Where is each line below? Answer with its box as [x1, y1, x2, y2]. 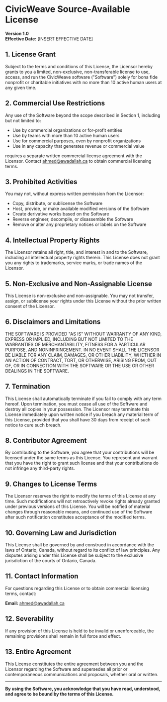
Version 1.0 [5, 30, 29, 36]
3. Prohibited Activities [5, 178, 78, 186]
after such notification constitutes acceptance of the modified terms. [5, 514, 146, 520]
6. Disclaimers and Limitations [5, 317, 101, 326]
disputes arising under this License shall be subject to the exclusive [5, 552, 144, 558]
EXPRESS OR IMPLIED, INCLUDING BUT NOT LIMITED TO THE [5, 336, 133, 342]
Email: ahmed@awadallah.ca [5, 600, 65, 606]
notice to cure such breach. [5, 422, 62, 428]
